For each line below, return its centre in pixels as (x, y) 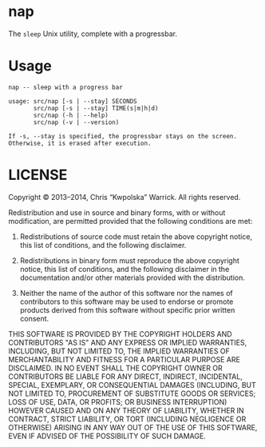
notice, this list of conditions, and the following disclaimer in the (125, 269)
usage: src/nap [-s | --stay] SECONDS (73, 101)
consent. (34, 318)
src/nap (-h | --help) (71, 115)
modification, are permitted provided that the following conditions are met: (131, 221)
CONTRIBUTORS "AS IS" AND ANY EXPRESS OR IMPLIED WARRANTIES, (128, 342)
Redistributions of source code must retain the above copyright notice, (136, 236)
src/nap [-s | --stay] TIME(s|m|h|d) (96, 108)
